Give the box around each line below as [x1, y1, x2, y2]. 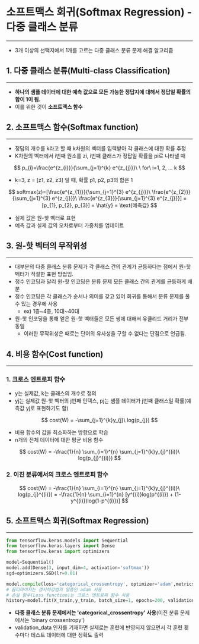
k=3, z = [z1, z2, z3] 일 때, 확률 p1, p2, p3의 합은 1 [14, 176, 133, 183]
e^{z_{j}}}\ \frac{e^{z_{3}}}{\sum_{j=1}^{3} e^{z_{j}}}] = [52, 194, 187, 202]
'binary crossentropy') [30, 617, 85, 624]
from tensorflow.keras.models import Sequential [6, 538, 129, 544]
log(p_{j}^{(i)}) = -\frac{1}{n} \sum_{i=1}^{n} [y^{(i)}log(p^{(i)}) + [17, 491, 174, 498]
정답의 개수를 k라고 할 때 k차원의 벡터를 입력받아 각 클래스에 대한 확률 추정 [14, 144, 187, 152]
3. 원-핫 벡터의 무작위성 [6, 240, 88, 250]
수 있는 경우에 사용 [14, 300, 58, 307]
